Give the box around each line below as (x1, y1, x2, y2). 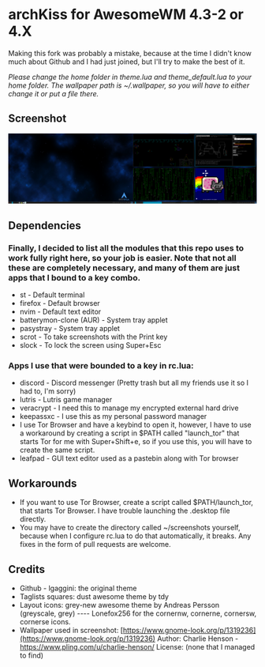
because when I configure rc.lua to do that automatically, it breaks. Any (19, 531, 252, 541)
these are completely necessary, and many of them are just (8, 262, 241, 273)
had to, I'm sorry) (19, 386, 77, 396)
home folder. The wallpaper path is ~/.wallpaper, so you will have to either (8, 81, 250, 90)
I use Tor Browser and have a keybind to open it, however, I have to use (19, 420, 252, 430)
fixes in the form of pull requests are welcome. (19, 540, 171, 549)
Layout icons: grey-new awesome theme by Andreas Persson (19, 601, 220, 610)
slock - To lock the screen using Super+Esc (19, 341, 162, 350)
